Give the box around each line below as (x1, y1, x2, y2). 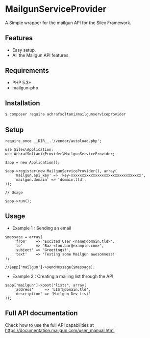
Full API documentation (5, 309, 78, 317)
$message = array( (5, 234, 43, 239)
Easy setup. (12, 47, 36, 53)
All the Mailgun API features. (12, 52, 70, 58)
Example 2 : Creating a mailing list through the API (12, 273, 114, 279)
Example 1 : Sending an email (12, 225, 71, 231)
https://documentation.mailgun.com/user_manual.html (5, 327, 115, 333)
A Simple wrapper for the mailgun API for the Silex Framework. (5, 20, 131, 26)
